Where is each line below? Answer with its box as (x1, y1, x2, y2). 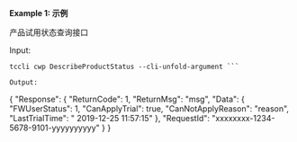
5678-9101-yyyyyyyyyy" (9, 122, 101, 133)
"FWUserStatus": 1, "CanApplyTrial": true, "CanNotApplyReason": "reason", (9, 103, 290, 114)
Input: (9, 45, 31, 56)
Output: (9, 78, 39, 87)
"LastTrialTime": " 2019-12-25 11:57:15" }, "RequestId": (9, 113, 210, 123)
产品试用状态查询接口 (9, 27, 88, 38)
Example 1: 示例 (9, 8, 68, 18)
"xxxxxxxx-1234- (211, 113, 275, 123)
